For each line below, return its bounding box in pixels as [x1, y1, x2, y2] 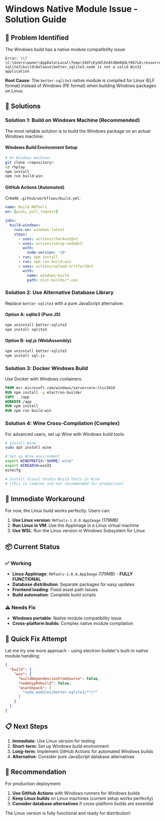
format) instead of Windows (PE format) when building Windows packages [5, 83, 156, 88]
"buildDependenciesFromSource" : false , [18, 676, 100, 681]
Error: [5, 56, 19, 61]
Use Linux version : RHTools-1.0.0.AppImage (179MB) [12, 517, 119, 523]
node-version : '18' [27, 250, 67, 255]
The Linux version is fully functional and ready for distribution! [5, 810, 131, 816]
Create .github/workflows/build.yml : [5, 195, 81, 201]
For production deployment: [5, 781, 61, 787]
